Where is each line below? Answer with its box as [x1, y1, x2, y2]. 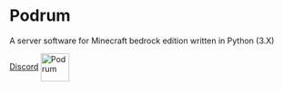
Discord [9, 60, 39, 72]
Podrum [9, 5, 71, 26]
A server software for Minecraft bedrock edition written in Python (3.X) [9, 35, 275, 46]
